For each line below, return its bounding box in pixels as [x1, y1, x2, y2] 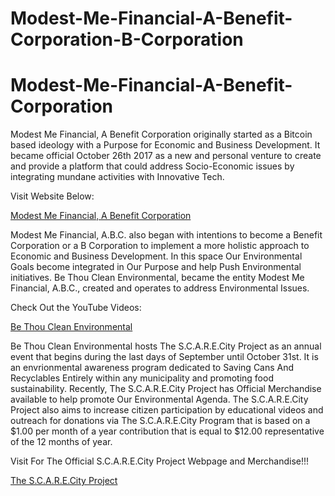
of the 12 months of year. [10, 436, 113, 448]
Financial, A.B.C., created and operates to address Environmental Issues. [10, 282, 310, 294]
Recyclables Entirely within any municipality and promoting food [10, 372, 274, 384]
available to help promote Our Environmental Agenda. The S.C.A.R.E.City [10, 393, 309, 406]
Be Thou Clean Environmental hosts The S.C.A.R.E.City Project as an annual [10, 340, 322, 352]
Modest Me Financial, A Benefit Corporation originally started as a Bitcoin [10, 128, 313, 141]
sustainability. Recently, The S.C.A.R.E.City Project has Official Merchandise [10, 383, 322, 395]
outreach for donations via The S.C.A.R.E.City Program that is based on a [10, 415, 311, 427]
